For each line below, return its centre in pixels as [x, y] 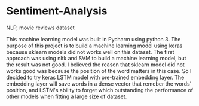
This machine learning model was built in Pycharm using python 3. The [94, 39]
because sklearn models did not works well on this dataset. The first [90, 52]
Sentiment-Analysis [57, 11]
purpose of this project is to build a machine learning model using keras [94, 46]
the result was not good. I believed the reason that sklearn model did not [96, 65]
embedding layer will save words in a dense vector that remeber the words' [99, 84]
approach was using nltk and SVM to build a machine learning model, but [96, 58]
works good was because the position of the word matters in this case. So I [99, 71]
